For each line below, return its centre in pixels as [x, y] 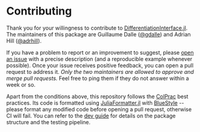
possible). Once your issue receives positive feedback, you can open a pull [100, 65]
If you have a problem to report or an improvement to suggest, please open [100, 52]
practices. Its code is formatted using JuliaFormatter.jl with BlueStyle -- [95, 103]
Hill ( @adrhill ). [24, 41]
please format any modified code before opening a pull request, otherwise [99, 109]
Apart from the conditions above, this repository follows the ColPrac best [98, 96]
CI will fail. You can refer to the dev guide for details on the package [91, 116]
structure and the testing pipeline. [48, 122]
